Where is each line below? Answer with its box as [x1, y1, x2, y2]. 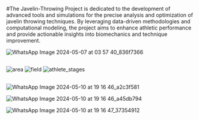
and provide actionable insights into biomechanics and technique [6, 31, 168, 38]
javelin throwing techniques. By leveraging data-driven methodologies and [6, 18, 191, 25]
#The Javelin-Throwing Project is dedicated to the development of [6, 5, 171, 12]
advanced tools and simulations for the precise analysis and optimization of [6, 11, 194, 19]
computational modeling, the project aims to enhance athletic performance [6, 24, 192, 31]
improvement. [6, 37, 41, 44]
